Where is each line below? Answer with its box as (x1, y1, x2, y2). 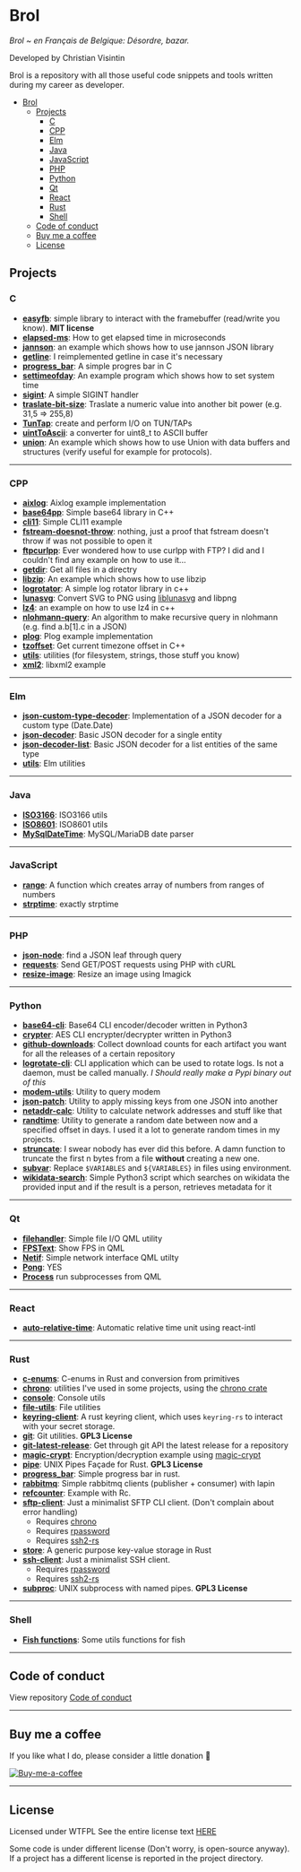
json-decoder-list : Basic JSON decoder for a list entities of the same (21, 739, 278, 750)
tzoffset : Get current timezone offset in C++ (21, 640, 186, 651)
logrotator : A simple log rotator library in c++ (21, 583, 190, 594)
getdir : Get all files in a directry (21, 564, 137, 575)
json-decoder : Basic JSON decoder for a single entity (21, 730, 222, 741)
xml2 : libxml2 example (21, 659, 106, 670)
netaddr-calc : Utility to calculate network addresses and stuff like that (21, 1105, 282, 1116)
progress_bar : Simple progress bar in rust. (21, 1469, 181, 1479)
